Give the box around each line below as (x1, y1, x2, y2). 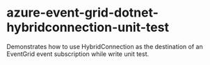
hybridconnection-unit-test (6, 19, 170, 35)
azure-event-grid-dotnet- (6, 5, 159, 21)
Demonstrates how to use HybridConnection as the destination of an (6, 42, 203, 50)
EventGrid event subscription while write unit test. (6, 50, 150, 58)
